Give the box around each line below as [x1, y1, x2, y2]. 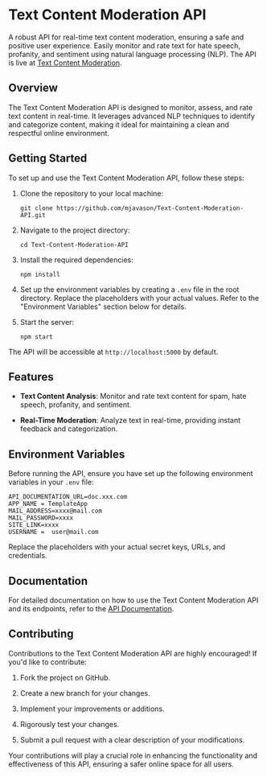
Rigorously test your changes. [19, 719, 120, 729]
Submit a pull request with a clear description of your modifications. [19, 734, 245, 745]
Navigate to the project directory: [19, 225, 130, 235]
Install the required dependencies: [19, 255, 134, 265]
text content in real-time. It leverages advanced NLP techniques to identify [8, 111, 256, 121]
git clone [19, 203, 54, 212]
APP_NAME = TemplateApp [8, 500, 88, 508]
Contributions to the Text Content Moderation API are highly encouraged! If [8, 648, 257, 658]
